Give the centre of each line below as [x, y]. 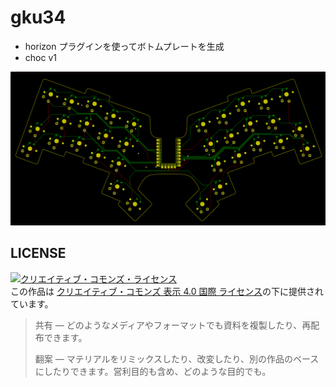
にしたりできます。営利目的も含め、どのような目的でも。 [153, 371]
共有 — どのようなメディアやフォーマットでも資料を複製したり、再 [173, 325]
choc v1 [40, 57]
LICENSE [38, 253]
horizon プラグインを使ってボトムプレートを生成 [124, 46]
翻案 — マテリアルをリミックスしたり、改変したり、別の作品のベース [177, 358]
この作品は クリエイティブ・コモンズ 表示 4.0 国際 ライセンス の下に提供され [167, 291]
